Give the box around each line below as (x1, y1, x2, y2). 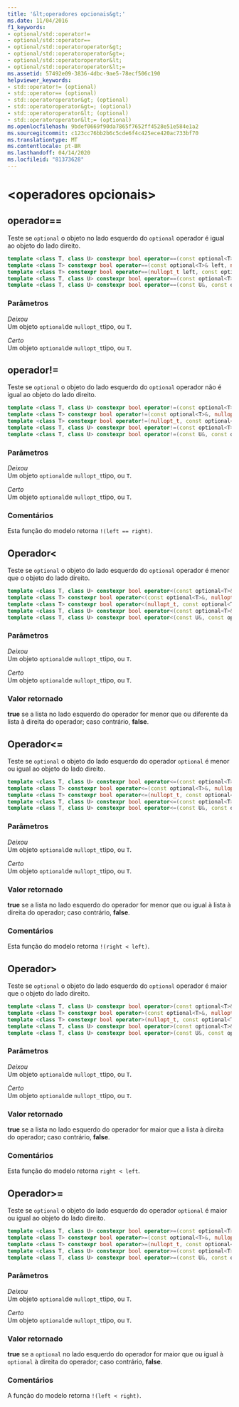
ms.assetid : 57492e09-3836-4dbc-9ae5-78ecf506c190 (7, 70, 161, 77)
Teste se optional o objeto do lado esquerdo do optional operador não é (7, 383, 222, 391)
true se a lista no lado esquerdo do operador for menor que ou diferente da (7, 710, 228, 719)
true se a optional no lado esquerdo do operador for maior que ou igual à (7, 1350, 224, 1359)
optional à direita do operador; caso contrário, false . (7, 1357, 163, 1366)
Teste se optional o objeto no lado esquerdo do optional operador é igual (7, 233, 225, 242)
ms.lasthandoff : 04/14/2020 (7, 149, 91, 157)
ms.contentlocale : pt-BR (7, 143, 81, 150)
